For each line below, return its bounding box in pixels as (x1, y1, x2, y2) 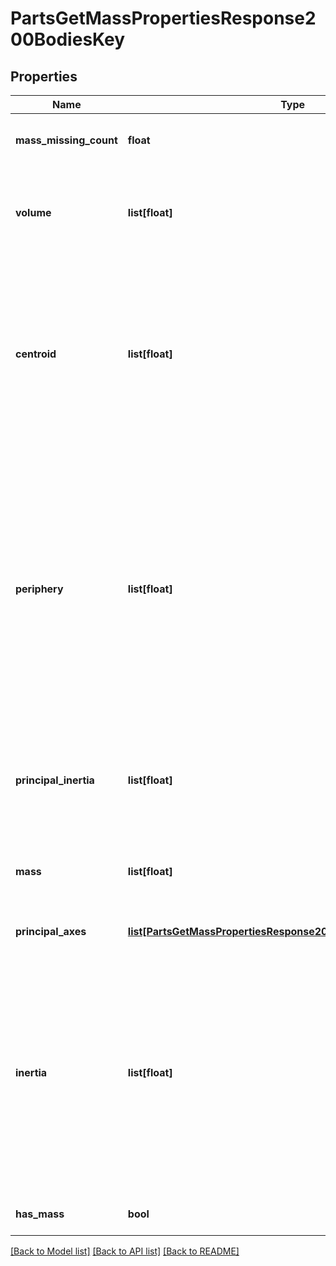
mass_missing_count (15, 133, 118, 147)
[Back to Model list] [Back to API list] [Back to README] (10, 1245, 240, 1257)
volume (15, 206, 52, 219)
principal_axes (15, 925, 87, 938)
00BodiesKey (10, 28, 126, 51)
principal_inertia (15, 773, 95, 787)
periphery (15, 582, 64, 596)
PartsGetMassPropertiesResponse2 (10, 7, 317, 30)
